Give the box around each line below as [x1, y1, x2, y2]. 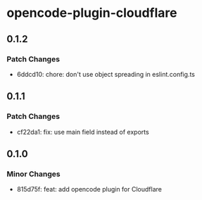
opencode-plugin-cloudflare [6, 5, 177, 21]
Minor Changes [6, 169, 61, 179]
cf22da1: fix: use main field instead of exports [16, 127, 149, 136]
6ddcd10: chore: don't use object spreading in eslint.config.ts [16, 70, 195, 78]
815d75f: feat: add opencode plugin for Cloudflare [16, 185, 163, 194]
